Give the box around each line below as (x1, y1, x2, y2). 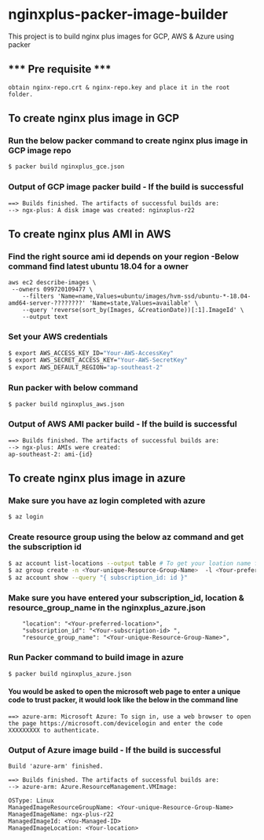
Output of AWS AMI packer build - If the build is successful (8, 419, 237, 430)
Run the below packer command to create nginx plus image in (8, 135, 248, 146)
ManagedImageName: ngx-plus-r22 (8, 811, 114, 819)
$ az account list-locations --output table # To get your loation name (8, 559, 251, 567)
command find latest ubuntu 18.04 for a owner (8, 261, 189, 272)
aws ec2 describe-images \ (8, 279, 97, 287)
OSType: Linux (8, 797, 55, 805)
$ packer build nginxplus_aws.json (8, 400, 125, 408)
